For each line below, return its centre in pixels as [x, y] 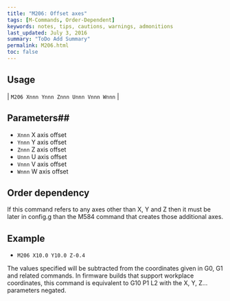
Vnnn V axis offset [42, 164]
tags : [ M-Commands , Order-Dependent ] [61, 20]
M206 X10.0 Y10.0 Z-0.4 [51, 256]
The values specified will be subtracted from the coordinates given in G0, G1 [115, 269]
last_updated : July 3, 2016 [47, 33]
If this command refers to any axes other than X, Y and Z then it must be [109, 209]
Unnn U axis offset [42, 156]
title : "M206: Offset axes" [47, 13]
